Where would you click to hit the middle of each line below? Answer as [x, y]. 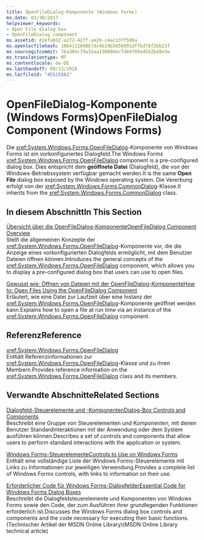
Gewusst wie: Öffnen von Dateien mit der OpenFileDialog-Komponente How [101, 284]
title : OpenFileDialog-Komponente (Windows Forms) [72, 12]
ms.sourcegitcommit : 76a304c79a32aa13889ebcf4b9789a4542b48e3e [88, 52]
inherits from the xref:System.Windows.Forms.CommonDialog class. [92, 193]
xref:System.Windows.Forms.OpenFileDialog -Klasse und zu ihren [88, 363]
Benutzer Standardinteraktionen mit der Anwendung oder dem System [94, 429]
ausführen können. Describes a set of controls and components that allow [98, 436]
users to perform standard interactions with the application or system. [94, 442]
